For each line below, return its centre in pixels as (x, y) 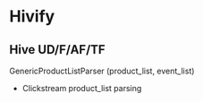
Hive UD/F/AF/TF (57, 50)
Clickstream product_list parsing (82, 88)
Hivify (32, 17)
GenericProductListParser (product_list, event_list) (102, 71)
